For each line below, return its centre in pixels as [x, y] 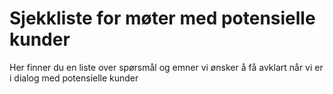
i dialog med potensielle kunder [74, 78]
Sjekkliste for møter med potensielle [162, 18]
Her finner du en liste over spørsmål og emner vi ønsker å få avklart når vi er [166, 67]
